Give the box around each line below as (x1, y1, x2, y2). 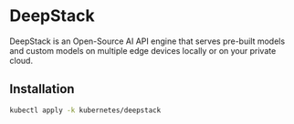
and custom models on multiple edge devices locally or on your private (9, 45, 277, 56)
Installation (9, 81, 75, 97)
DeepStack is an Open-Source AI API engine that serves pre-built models (9, 36, 286, 46)
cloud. (9, 55, 34, 66)
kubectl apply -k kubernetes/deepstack (9, 106, 162, 115)
